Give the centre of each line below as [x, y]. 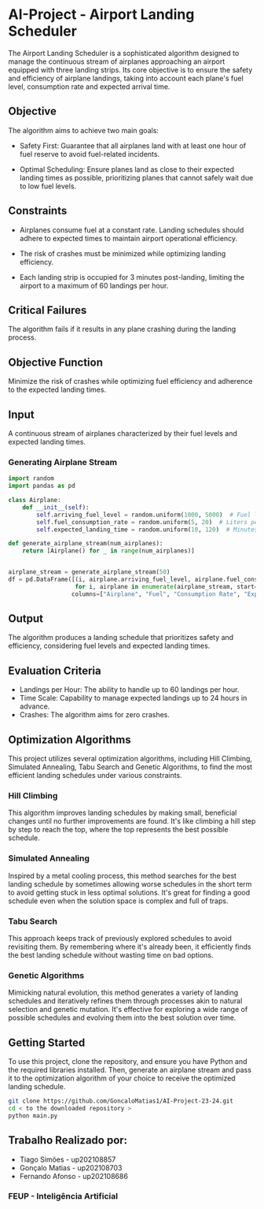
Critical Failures [48, 310]
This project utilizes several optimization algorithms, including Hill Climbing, [130, 759]
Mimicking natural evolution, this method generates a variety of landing [123, 993]
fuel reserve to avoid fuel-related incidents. [89, 154]
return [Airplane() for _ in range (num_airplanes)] [108, 551]
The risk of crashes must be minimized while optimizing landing [123, 253]
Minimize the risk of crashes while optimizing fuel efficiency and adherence [130, 381]
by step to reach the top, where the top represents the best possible [118, 830]
